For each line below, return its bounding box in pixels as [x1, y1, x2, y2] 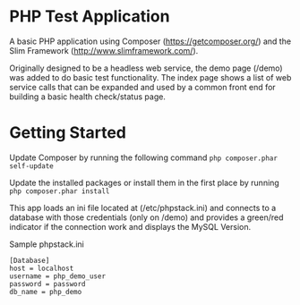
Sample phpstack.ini [9, 239, 85, 250]
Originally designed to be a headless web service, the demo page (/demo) [9, 63, 284, 73]
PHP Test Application [9, 6, 170, 27]
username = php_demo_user [9, 271, 106, 281]
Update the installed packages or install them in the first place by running [9, 177, 279, 188]
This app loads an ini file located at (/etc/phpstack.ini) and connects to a [9, 202, 277, 213]
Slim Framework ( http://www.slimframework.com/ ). [9, 45, 199, 55]
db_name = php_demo [9, 287, 82, 296]
